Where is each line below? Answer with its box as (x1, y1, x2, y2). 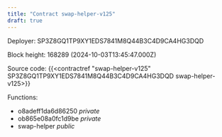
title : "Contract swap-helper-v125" (7, 10, 116, 18)
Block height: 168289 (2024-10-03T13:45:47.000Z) (7, 50, 157, 59)
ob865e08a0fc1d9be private (17, 114, 101, 123)
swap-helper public (17, 121, 75, 130)
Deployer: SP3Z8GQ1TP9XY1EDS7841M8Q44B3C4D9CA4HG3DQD (7, 36, 204, 45)
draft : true (7, 17, 43, 24)
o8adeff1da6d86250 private (17, 106, 100, 115)
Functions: (7, 93, 38, 102)
